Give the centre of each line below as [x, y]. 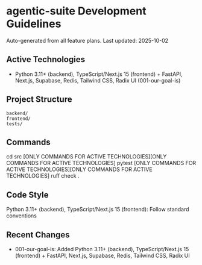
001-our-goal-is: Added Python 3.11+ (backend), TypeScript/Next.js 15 [102, 249]
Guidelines [34, 24]
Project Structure [39, 100]
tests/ [14, 124]
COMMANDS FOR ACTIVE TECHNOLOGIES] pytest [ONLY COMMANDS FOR [101, 163]
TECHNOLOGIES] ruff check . [43, 176]
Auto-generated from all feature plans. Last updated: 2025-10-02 [87, 40]
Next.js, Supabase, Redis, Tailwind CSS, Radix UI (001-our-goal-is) [98, 80]
